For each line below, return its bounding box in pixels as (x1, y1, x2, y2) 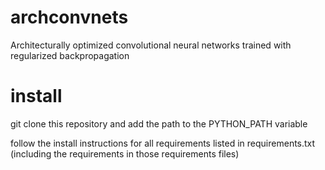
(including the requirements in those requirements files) (10, 147, 240, 160)
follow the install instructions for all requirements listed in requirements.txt (10, 137, 316, 149)
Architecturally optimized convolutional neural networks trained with (10, 39, 292, 51)
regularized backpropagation (10, 49, 130, 61)
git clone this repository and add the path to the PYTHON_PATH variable (10, 117, 308, 130)
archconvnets (10, 6, 129, 29)
